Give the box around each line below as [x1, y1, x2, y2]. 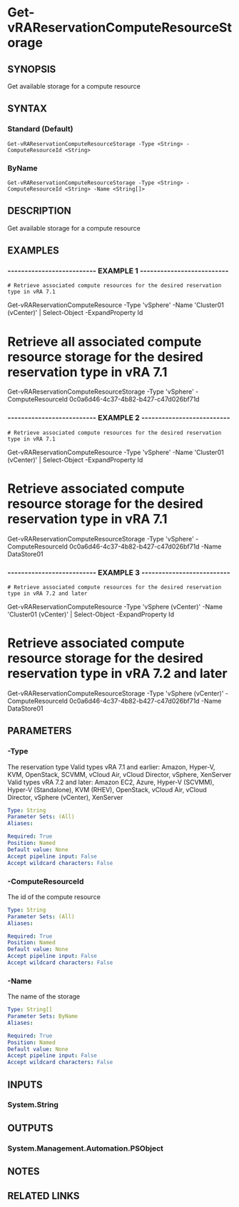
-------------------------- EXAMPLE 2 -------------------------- [7, 413, 230, 423]
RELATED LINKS [7, 1190, 80, 1202]
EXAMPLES [7, 244, 59, 257]
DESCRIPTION [7, 205, 71, 217]
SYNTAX [7, 103, 48, 115]
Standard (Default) [7, 124, 73, 134]
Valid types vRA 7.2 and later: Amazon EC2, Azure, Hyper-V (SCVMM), [7, 778, 215, 786]
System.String [7, 1100, 59, 1110]
